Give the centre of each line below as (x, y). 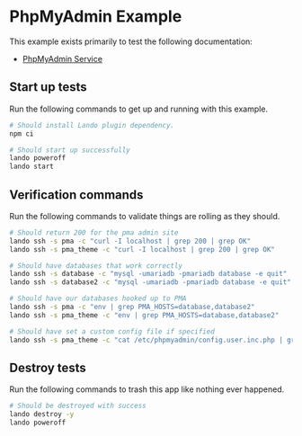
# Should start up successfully (70, 150)
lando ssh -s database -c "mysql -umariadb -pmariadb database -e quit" (148, 274)
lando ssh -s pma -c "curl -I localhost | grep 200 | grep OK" (130, 241)
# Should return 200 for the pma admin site (94, 232)
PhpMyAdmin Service (62, 58)
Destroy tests (48, 367)
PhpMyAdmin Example (96, 17)
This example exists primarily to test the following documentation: (131, 41)
